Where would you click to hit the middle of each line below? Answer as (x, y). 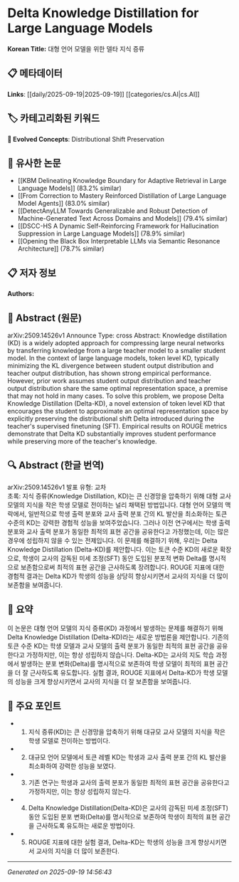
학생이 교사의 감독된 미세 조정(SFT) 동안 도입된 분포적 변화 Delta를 (115, 558)
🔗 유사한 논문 (34, 163)
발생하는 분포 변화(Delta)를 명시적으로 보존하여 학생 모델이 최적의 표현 (118, 663)
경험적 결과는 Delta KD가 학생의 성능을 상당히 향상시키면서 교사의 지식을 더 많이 (118, 576)
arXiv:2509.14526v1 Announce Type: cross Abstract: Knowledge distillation (117, 335)
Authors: (21, 294)
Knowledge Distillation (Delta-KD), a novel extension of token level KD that (116, 403)
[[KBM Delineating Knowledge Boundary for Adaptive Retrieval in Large (122, 181)
